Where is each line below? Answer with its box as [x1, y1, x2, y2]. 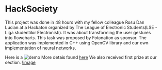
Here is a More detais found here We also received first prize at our [5, 54, 157, 60]
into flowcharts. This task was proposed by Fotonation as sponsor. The [5, 35, 147, 41]
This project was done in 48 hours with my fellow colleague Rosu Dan [5, 19, 145, 25]
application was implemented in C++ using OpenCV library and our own [5, 40, 149, 45]
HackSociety [5, 3, 58, 14]
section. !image [5, 59, 36, 65]
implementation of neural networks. [5, 45, 76, 51]
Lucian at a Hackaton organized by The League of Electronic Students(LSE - [5, 24, 158, 30]
